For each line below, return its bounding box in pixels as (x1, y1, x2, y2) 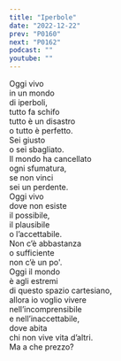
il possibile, (9, 210, 50, 220)
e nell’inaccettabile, (9, 313, 80, 324)
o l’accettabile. (9, 229, 63, 239)
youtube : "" (9, 54, 53, 63)
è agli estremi (9, 276, 59, 286)
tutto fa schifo (9, 107, 60, 117)
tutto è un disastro (9, 116, 76, 127)
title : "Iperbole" (9, 12, 77, 22)
